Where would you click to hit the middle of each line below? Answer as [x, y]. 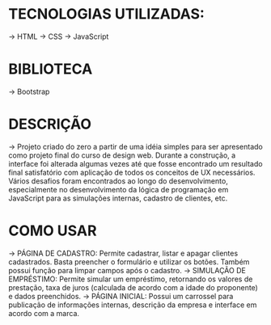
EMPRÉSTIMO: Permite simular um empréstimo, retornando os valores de [131, 279]
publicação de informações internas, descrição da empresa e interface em [133, 305]
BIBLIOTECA [51, 69]
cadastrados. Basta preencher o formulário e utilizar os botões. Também [129, 262]
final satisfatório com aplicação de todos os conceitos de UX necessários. [132, 172]
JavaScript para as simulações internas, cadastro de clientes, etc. [118, 198]
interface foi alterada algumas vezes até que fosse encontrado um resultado [135, 163]
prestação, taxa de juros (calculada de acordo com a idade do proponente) [133, 287]
